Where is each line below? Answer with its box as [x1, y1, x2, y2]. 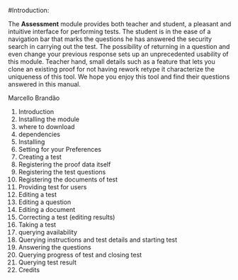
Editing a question [18, 198, 72, 206]
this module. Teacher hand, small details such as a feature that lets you [8, 57, 215, 66]
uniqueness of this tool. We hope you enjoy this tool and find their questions [8, 72, 230, 81]
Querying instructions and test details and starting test [18, 235, 178, 244]
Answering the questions [18, 243, 91, 251]
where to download [18, 123, 75, 130]
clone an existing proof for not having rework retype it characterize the [8, 65, 215, 73]
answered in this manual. [8, 80, 81, 88]
